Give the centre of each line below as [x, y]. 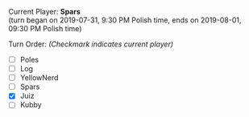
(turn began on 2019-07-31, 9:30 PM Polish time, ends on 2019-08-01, [125, 20]
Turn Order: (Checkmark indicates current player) [91, 44]
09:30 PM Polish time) [45, 28]
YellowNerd [39, 78]
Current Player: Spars [44, 12]
